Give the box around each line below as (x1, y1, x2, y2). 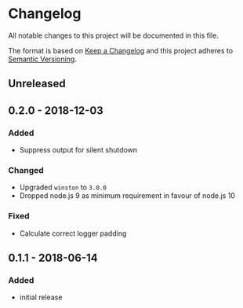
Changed (8, 164, 45, 175)
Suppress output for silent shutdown (19, 145, 138, 155)
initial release (19, 292, 63, 302)
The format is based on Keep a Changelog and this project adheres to (8, 46, 234, 55)
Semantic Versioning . (8, 54, 77, 64)
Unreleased (8, 77, 67, 90)
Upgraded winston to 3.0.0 (19, 182, 107, 192)
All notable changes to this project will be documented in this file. (8, 31, 219, 40)
